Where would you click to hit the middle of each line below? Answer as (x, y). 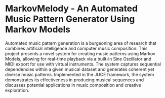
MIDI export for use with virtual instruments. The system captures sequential (83, 64)
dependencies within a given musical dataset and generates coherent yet (80, 69)
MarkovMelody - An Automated (71, 9)
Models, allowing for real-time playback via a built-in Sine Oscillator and (78, 59)
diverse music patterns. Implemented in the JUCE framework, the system (80, 74)
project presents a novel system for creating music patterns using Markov (80, 53)
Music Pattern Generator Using (70, 19)
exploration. (17, 90)
